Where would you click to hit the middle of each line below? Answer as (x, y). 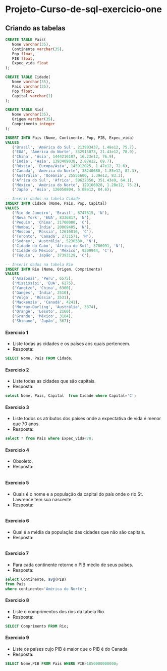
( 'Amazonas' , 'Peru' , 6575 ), (42, 279)
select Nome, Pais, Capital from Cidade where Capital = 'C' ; (71, 396)
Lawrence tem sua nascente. (43, 499)
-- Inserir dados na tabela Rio (39, 265)
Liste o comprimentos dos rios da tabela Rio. (59, 611)
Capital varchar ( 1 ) (32, 96)
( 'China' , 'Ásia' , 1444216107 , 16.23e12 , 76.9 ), (64, 157)
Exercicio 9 (17, 638)
